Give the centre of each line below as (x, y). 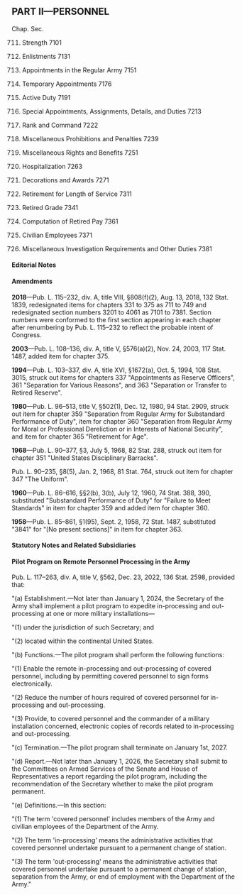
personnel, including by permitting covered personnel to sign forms (110, 676)
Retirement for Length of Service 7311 (77, 194)
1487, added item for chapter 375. (61, 356)
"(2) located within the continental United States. (83, 641)
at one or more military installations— (100, 614)
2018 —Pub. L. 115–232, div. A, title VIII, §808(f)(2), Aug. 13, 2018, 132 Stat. (120, 297)
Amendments (32, 281)
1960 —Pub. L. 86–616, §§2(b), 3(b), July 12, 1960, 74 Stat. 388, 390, (111, 493)
